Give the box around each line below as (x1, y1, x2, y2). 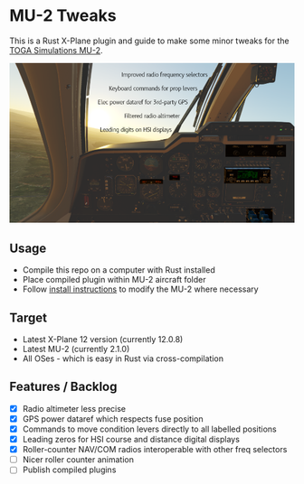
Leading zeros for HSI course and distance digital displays (22, 434, 240, 445)
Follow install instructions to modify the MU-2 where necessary (22, 284, 260, 294)
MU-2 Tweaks (9, 5, 117, 26)
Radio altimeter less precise (22, 403, 127, 414)
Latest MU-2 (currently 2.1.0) (22, 344, 130, 355)
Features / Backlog (9, 379, 118, 395)
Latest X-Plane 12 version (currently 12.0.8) (22, 334, 184, 345)
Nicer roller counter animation (22, 454, 134, 465)
